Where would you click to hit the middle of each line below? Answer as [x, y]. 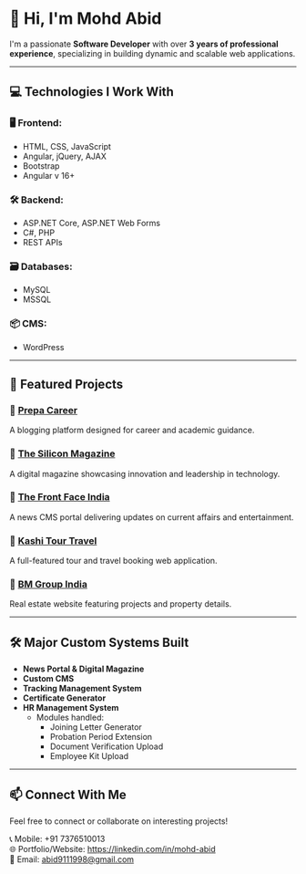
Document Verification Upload [107, 746]
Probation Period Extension [101, 737]
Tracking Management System [82, 689]
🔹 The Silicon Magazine [62, 453]
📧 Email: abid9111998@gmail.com [72, 859]
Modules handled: [70, 718]
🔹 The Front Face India [60, 497]
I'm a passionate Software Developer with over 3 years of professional [144, 44]
